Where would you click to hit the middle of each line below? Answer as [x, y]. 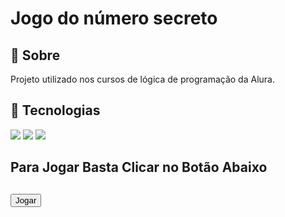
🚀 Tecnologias [55, 110]
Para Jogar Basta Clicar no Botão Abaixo [139, 167]
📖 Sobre [35, 55]
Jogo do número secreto [114, 18]
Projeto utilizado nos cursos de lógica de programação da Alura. [142, 79]
